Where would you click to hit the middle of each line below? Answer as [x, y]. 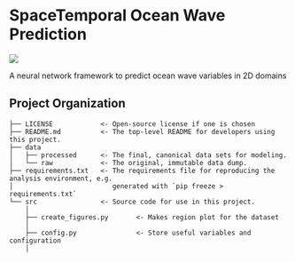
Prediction [48, 34]
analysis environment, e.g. [61, 179]
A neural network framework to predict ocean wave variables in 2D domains [148, 75]
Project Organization [67, 103]
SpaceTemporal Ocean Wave [117, 16]
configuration [35, 241]
